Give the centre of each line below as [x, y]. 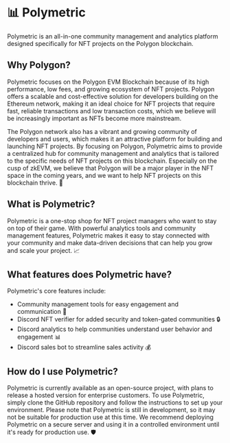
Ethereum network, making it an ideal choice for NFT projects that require [111, 104]
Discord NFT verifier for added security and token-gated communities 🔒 [119, 319]
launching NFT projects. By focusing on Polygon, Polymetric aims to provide [115, 146]
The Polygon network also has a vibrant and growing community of [102, 131]
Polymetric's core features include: [57, 291]
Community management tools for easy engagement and [97, 304]
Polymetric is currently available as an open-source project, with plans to [111, 388]
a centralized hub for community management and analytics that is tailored [113, 153]
